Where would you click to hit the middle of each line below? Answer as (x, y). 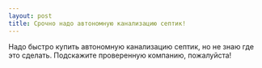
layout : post (30, 16)
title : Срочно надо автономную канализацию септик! (97, 23)
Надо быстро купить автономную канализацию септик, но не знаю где (131, 46)
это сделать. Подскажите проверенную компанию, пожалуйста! (120, 55)
